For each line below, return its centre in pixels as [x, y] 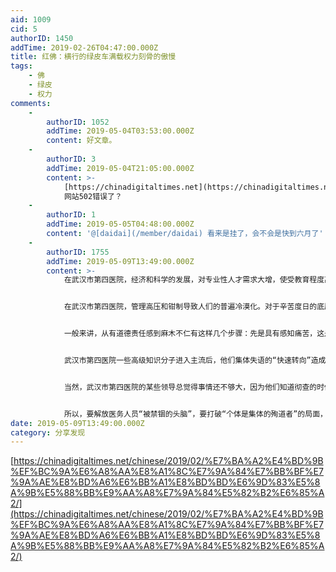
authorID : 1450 [42, 38]
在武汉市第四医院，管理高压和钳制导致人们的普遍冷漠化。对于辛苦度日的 [190, 307]
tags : [21, 66]
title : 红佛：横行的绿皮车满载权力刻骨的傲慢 [93, 57]
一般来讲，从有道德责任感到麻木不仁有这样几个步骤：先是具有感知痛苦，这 [194, 334]
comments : [31, 103]
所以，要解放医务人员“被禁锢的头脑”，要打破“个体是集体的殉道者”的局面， [195, 414]
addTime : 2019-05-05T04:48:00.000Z [120, 224]
